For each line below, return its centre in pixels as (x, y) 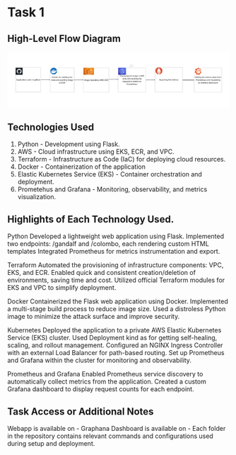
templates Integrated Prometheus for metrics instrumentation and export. (114, 252)
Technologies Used (51, 127)
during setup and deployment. (51, 444)
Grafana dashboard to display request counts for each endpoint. (101, 389)
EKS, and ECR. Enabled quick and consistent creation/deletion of (102, 273)
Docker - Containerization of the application (82, 167)
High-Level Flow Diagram (64, 39)
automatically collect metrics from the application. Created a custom (107, 382)
